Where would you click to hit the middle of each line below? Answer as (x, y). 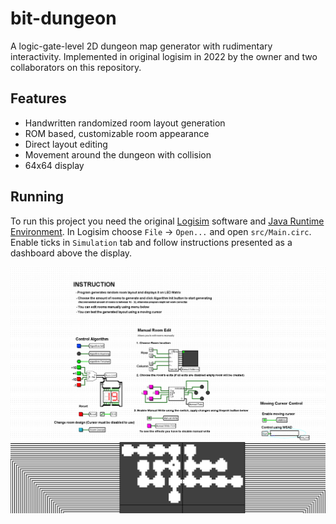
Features (38, 98)
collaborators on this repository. (76, 67)
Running (37, 197)
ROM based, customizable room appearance (117, 133)
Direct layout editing (66, 144)
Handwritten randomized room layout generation (125, 123)
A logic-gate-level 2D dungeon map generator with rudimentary (141, 46)
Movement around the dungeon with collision (118, 154)
